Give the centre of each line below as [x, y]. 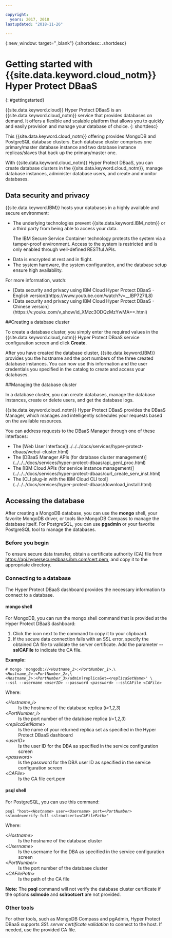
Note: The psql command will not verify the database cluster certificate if [83, 889]
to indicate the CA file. [58, 650]
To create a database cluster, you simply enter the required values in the [82, 332]
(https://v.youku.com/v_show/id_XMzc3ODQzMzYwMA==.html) [80, 312]
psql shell [16, 790]
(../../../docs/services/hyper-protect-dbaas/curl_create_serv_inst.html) [87, 474]
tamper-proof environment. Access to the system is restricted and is [85, 244]
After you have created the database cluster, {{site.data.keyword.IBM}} [80, 353]
